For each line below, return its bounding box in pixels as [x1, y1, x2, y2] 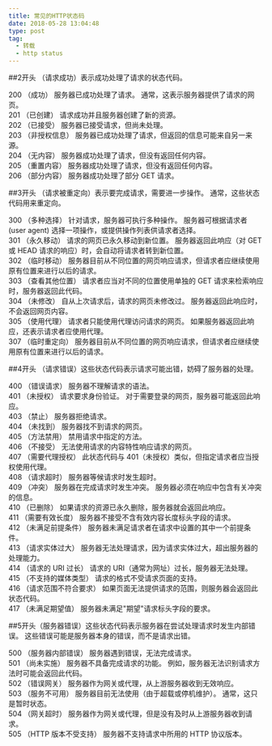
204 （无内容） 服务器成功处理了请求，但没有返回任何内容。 [8, 150, 210, 160]
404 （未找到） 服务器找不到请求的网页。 [8, 422, 147, 431]
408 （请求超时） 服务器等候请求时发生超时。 [8, 473, 161, 481]
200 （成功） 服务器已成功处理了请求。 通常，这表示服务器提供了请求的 [8, 90, 249, 100]
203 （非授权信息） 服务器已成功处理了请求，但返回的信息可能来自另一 [8, 130, 245, 140]
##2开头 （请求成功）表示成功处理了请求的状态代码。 [8, 73, 188, 82]
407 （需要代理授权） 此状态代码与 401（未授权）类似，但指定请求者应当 [8, 452, 253, 461]
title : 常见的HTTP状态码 [8, 11, 85, 20]
